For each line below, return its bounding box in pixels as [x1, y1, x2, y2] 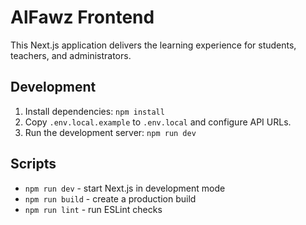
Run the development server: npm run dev [24, 126, 197, 138]
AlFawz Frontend [10, 6, 155, 29]
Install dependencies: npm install [24, 105, 165, 117]
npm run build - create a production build [24, 192, 197, 205]
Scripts [10, 156, 57, 173]
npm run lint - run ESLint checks [24, 203, 163, 215]
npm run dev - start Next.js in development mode [24, 182, 226, 194]
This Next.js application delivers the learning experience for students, [10, 39, 297, 51]
